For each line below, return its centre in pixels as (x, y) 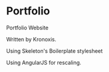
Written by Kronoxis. (31, 39)
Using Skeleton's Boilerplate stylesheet (54, 51)
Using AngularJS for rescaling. (44, 62)
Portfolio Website (28, 28)
